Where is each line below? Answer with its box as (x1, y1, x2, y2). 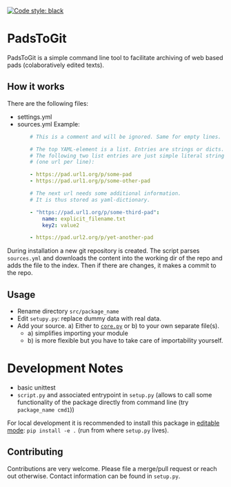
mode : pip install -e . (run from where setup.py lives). (7, 426, 169, 435)
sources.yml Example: (17, 120, 81, 128)
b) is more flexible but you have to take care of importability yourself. (27, 336, 223, 345)
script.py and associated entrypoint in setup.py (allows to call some (17, 391, 212, 399)
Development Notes (7, 361, 124, 376)
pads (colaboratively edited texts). (7, 61, 105, 69)
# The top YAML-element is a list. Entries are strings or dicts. (30, 146, 225, 153)
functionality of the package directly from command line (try (17, 398, 189, 406)
